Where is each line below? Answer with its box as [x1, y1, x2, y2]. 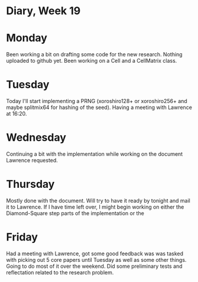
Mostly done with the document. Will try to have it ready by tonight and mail [6, 197, 190, 204]
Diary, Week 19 [6, 4, 81, 18]
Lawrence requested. [6, 157, 58, 164]
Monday [6, 31, 47, 45]
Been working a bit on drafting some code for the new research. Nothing [6, 51, 183, 58]
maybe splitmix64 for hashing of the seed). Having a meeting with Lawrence [6, 104, 192, 111]
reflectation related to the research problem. [6, 268, 114, 276]
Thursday [6, 178, 55, 191]
